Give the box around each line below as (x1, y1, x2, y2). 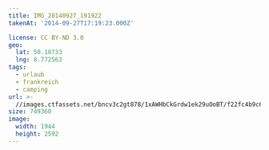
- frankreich (15, 77, 59, 86)
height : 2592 (15, 130, 59, 138)
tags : (8, 63, 26, 72)
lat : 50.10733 (15, 49, 62, 57)
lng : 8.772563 (15, 56, 62, 64)
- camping (15, 85, 48, 93)
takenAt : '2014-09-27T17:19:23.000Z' (8, 19, 134, 27)
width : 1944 (15, 123, 56, 131)
